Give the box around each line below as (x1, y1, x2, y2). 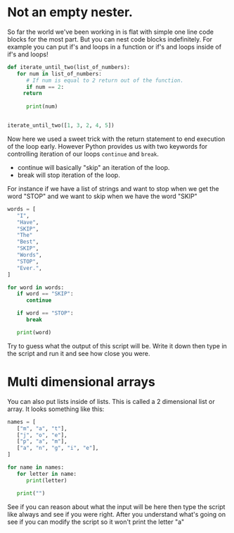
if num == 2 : (25, 83, 65, 90)
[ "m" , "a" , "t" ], (16, 424, 68, 432)
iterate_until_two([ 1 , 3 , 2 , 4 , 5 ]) (7, 122, 115, 129)
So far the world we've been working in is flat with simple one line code (7, 27, 214, 36)
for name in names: (7, 464, 65, 471)
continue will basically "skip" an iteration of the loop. (17, 163, 170, 171)
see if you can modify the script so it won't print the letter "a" (7, 517, 185, 526)
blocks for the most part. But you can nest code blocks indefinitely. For (7, 35, 213, 43)
